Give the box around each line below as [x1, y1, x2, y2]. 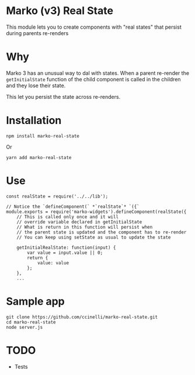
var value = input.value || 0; [27, 250, 103, 256]
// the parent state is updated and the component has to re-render [16, 229, 187, 235]
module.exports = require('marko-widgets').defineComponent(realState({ [6, 209, 187, 215]
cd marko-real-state [6, 319, 57, 325]
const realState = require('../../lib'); [6, 193, 109, 199]
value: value [37, 260, 69, 266]
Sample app [6, 294, 65, 308]
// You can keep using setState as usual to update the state [16, 234, 171, 240]
